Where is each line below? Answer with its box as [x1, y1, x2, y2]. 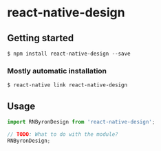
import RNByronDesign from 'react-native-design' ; [7, 119, 155, 126]
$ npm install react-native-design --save [7, 50, 131, 57]
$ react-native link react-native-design [7, 82, 128, 89]
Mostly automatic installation [7, 66, 107, 75]
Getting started [7, 32, 74, 44]
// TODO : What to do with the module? [7, 130, 118, 138]
